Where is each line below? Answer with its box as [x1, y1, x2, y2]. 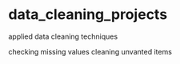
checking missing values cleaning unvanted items [8, 47, 172, 56]
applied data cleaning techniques [8, 32, 118, 41]
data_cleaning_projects [8, 6, 168, 24]
